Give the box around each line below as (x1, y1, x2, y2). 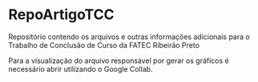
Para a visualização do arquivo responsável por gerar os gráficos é (8, 56, 230, 65)
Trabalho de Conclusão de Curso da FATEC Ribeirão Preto (8, 40, 200, 49)
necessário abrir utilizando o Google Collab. (8, 64, 154, 73)
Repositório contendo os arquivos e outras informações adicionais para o (8, 32, 250, 41)
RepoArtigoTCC (8, 6, 115, 24)
